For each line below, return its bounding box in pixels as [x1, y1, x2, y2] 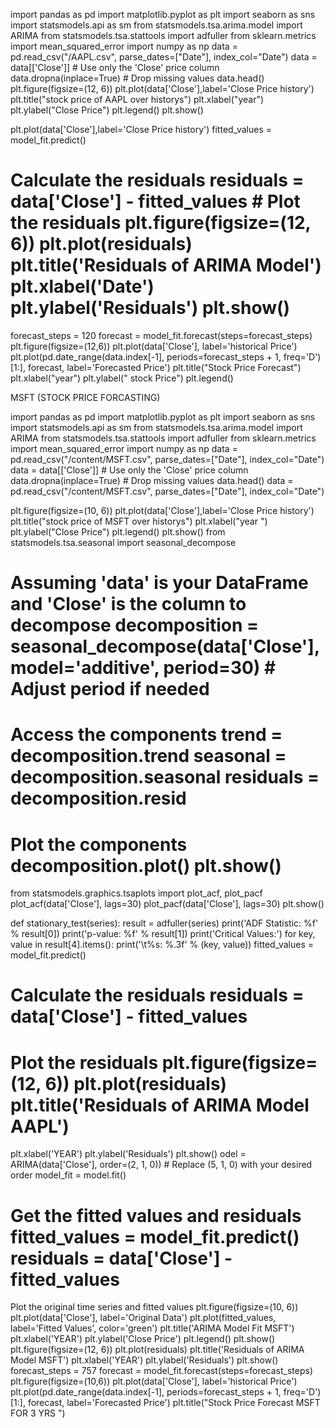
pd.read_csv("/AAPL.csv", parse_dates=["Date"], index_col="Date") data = [10, 51, 318, 63]
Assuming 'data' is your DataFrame [10, 572, 309, 594]
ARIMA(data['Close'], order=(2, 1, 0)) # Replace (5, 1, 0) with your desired [10, 1159, 313, 1171]
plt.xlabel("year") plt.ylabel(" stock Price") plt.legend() [10, 372, 234, 384]
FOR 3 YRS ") [10, 1407, 66, 1419]
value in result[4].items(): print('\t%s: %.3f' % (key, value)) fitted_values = [10, 939, 314, 951]
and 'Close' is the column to [10, 593, 247, 616]
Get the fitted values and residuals [10, 1204, 302, 1227]
